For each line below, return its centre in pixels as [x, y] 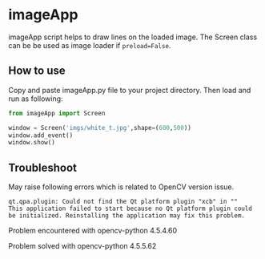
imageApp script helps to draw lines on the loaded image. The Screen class [133, 37]
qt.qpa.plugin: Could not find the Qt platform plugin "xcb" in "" [123, 202]
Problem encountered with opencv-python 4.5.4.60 [93, 231]
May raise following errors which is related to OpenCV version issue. [121, 187]
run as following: [36, 99]
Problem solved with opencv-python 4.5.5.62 [82, 246]
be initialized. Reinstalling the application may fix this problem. [127, 216]
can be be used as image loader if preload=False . [90, 45]
